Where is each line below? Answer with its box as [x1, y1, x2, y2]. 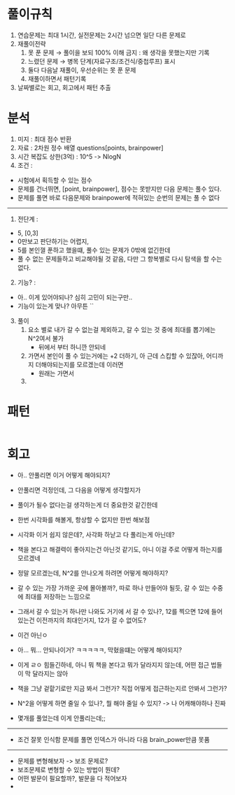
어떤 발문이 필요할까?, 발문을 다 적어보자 [17, 774, 127, 782]
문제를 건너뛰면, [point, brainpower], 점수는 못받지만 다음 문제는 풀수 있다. [17, 185, 222, 193]
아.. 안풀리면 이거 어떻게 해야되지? [17, 471, 111, 479]
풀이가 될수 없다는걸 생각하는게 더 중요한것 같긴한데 [17, 501, 158, 509]
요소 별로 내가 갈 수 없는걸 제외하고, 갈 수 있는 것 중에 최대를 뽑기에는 [27, 325, 216, 334]
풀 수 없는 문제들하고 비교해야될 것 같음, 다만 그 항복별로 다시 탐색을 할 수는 [17, 255, 222, 263]
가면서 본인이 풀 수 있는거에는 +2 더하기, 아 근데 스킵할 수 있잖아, [27, 351, 205, 360]
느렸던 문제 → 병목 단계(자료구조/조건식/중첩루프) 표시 [27, 57, 176, 65]
